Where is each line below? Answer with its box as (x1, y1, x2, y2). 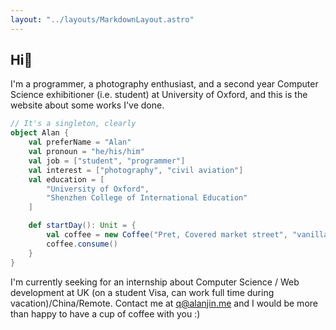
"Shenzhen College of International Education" (46, 193, 248, 203)
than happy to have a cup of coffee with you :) (10, 307, 201, 320)
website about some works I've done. (10, 99, 165, 111)
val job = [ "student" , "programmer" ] (28, 156, 186, 166)
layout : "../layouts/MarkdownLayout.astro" (10, 14, 195, 25)
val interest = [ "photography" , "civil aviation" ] (28, 165, 244, 175)
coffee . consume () (46, 239, 118, 249)
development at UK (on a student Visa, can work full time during (10, 286, 275, 298)
